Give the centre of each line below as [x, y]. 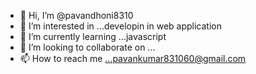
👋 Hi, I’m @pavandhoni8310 [76, 15]
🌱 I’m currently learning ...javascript [93, 36]
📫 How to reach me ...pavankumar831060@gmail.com [133, 58]
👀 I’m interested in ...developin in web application [120, 26]
